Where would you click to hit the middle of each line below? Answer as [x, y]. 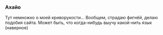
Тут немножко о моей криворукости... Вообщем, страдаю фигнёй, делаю [81, 18]
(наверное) [17, 28]
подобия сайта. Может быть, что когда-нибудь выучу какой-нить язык [79, 23]
